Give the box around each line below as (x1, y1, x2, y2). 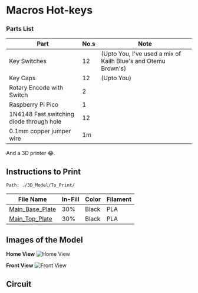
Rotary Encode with (9, 84, 64, 92)
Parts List (6, 25, 34, 33)
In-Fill (61, 195, 80, 203)
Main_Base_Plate (9, 205, 57, 213)
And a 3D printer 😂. (6, 150, 55, 157)
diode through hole (9, 117, 62, 126)
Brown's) (101, 64, 127, 73)
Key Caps (9, 74, 36, 83)
